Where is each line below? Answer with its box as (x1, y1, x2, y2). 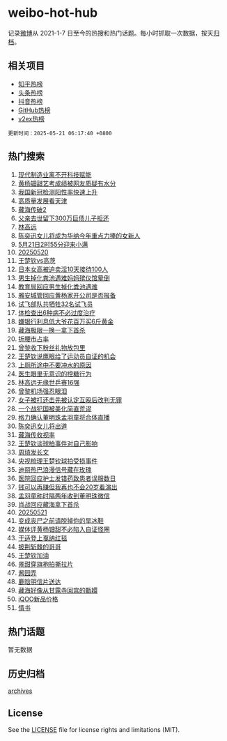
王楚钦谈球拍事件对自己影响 (17, 439, 98, 448)
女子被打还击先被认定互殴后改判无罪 (17, 395, 123, 404)
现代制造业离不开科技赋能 (17, 170, 92, 178)
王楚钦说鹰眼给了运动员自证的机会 (17, 352, 116, 360)
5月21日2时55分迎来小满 (17, 240, 88, 248)
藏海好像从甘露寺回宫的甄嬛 (17, 586, 98, 594)
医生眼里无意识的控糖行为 (17, 369, 92, 378)
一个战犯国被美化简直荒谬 (17, 404, 92, 413)
